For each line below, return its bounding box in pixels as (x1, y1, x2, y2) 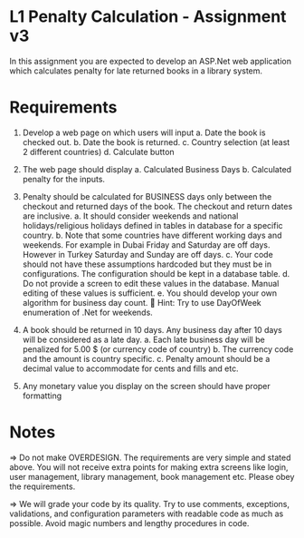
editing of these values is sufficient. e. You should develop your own (22, 288, 278, 298)
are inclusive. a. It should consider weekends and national (22, 210, 239, 221)
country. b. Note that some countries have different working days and (22, 230, 282, 240)
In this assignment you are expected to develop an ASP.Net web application (9, 55, 292, 66)
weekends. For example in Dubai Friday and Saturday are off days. (22, 239, 271, 250)
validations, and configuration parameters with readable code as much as (9, 508, 284, 519)
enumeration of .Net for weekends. (22, 307, 154, 318)
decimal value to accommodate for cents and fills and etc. (22, 363, 239, 374)
